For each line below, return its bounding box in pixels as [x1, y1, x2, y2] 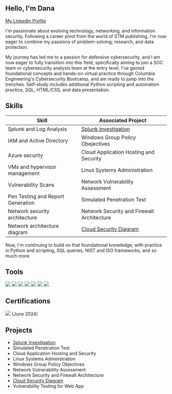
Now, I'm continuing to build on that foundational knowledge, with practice [5, 242, 162, 248]
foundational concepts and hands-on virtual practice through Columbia [5, 70, 155, 76]
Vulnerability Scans [8, 181, 55, 188]
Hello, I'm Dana [5, 4, 55, 13]
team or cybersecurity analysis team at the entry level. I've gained [5, 65, 145, 71]
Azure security [8, 151, 44, 159]
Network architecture [8, 222, 59, 229]
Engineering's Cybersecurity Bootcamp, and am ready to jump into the [5, 75, 155, 82]
